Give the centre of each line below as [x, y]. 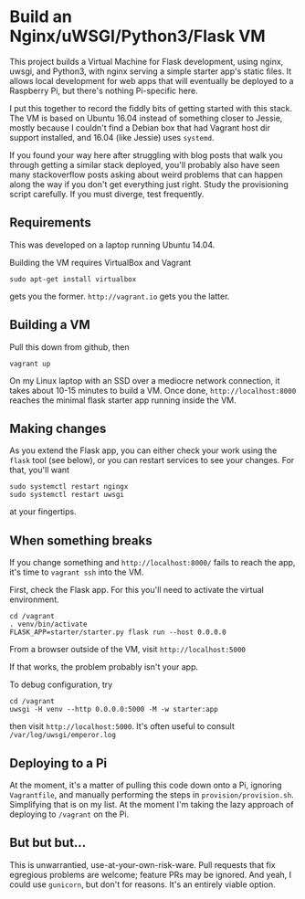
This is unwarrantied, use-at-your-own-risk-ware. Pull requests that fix [142, 864]
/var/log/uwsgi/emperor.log [63, 735]
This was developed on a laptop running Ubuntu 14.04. [112, 245]
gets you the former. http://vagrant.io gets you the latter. [120, 296]
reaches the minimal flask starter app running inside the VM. [123, 400]
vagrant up [30, 364]
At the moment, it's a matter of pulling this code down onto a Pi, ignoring [146, 785]
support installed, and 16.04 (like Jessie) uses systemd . [112, 137]
